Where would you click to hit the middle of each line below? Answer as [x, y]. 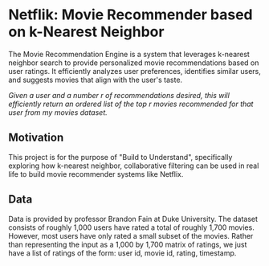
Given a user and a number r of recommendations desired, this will [119, 95]
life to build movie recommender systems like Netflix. [96, 174]
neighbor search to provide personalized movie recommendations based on [134, 63]
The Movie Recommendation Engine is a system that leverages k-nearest [129, 54]
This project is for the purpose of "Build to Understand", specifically [120, 157]
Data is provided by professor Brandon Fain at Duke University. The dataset [133, 219]
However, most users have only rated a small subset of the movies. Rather [131, 235]
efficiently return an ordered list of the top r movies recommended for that [131, 104]
